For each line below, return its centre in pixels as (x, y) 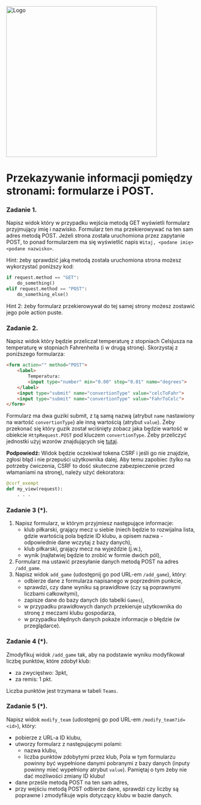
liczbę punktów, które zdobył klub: (49, 661)
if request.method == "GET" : (43, 278)
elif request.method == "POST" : (47, 289)
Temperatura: (44, 376)
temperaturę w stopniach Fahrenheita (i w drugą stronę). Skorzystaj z (92, 348)
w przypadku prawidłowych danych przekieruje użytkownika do (103, 607)
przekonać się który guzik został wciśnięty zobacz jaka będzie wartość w (97, 429)
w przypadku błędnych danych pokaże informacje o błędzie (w (102, 619)
